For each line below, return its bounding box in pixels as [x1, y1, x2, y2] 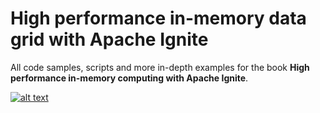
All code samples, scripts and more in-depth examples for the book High [10, 61, 310, 73]
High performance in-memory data [10, 7, 307, 30]
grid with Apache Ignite [10, 28, 209, 51]
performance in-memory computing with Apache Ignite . [10, 72, 249, 84]
